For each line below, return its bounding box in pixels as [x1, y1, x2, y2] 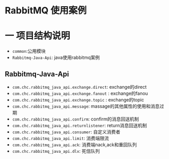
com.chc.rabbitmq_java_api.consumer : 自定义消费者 [12, 129, 121, 135]
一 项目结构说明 [5, 30, 70, 42]
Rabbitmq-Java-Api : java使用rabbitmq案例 [12, 54, 100, 61]
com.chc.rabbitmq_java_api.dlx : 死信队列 [12, 148, 100, 154]
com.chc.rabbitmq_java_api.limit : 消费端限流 [12, 135, 109, 141]
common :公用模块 [12, 48, 46, 54]
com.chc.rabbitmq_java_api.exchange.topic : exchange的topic [12, 96, 144, 103]
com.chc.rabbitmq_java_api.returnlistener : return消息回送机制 [12, 122, 147, 128]
